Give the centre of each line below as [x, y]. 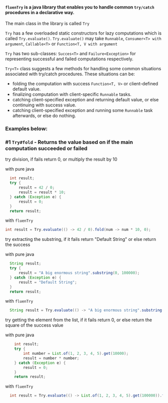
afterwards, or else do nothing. [44, 116]
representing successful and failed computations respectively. [69, 59]
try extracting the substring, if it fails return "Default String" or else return [81, 239]
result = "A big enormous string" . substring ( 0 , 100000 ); [79, 273]
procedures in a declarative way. [40, 12]
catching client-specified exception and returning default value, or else [85, 100]
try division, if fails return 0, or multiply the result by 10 [61, 159]
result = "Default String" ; [48, 282]
